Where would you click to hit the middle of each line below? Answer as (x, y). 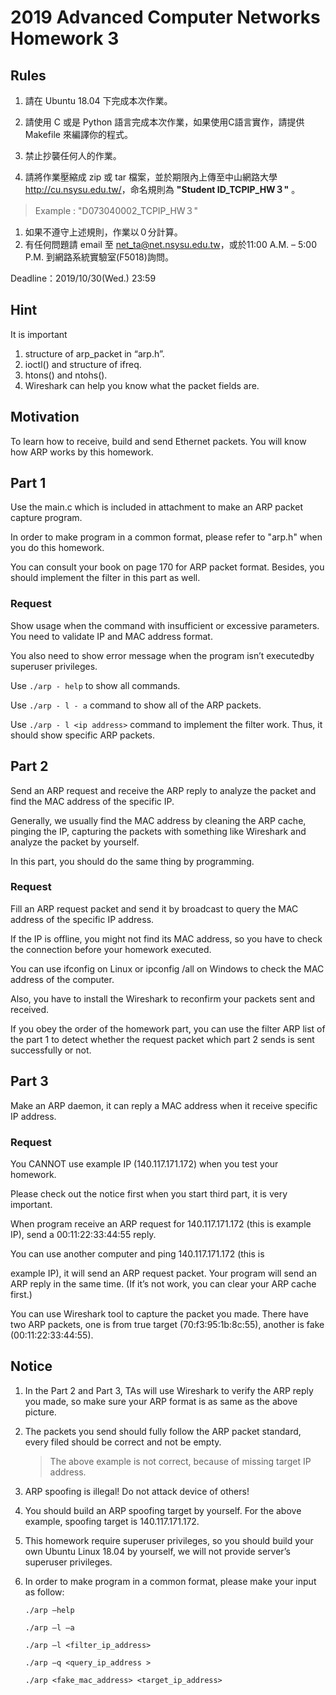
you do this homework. (57, 548)
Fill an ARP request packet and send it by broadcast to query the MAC (154, 908)
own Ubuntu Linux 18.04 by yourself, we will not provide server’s (157, 1551)
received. (30, 1009)
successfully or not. (51, 1050)
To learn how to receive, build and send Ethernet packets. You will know (158, 441)
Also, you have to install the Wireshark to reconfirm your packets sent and (162, 998)
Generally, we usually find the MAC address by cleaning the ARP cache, (158, 820)
